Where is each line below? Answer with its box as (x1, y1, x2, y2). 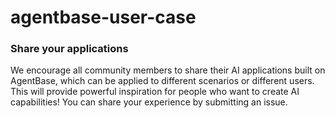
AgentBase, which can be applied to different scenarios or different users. (10, 75, 315, 87)
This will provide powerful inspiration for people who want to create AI (10, 86, 300, 98)
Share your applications (10, 42, 129, 56)
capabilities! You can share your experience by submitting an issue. (10, 96, 288, 108)
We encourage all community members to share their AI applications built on (10, 64, 326, 76)
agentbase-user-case (10, 6, 197, 29)
